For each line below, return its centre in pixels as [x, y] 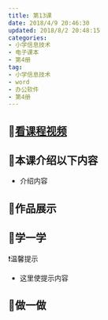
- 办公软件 [24, 89]
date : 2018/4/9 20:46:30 [49, 23]
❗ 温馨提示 [23, 258]
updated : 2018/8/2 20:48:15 [54, 30]
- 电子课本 [24, 52]
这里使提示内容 [44, 278]
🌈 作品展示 [32, 208]
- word [19, 82]
